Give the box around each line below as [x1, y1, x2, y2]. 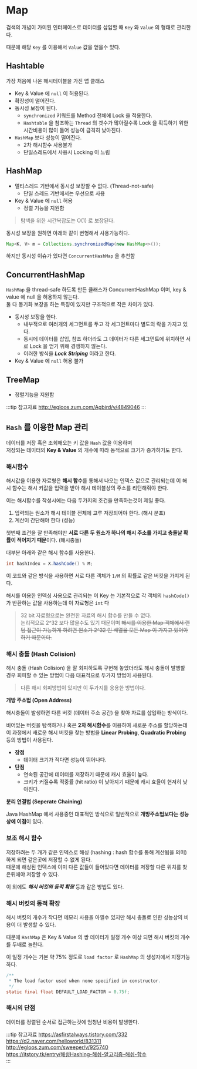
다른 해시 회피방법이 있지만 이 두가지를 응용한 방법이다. [20, 684, 146, 691]
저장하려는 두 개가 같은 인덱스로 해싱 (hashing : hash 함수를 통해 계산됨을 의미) [6, 849, 188, 856]
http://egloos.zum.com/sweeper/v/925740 [6, 1044, 108, 1051]
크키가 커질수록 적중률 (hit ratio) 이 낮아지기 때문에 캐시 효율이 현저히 [23, 778, 182, 785]
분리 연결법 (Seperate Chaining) [6, 798, 83, 805]
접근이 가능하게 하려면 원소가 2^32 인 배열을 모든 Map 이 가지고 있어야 [26, 626, 189, 634]
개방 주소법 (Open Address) [6, 697, 72, 704]
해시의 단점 [6, 1004, 36, 1012]
